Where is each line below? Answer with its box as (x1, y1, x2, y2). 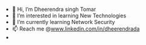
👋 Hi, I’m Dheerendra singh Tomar (11, 6, 97, 13)
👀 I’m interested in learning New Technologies (11, 12, 127, 19)
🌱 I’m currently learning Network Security (11, 19, 115, 25)
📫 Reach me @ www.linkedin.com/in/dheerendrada (11, 25, 140, 32)
